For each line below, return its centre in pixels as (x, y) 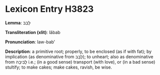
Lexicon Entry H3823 (49, 9)
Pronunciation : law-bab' (30, 42)
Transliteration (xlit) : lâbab (33, 32)
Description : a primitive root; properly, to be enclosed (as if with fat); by (79, 51)
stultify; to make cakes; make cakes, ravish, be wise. (59, 67)
